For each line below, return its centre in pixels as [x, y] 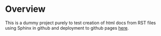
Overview [25, 9]
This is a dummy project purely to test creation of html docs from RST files [80, 23]
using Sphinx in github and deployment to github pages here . [67, 28]
